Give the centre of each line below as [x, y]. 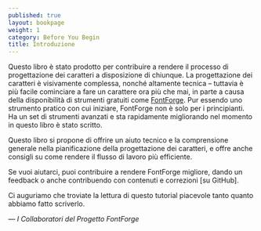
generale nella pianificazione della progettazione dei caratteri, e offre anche [130, 149]
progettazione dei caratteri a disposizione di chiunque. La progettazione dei [130, 75]
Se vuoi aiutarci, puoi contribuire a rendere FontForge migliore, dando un [125, 172]
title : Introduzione [42, 45]
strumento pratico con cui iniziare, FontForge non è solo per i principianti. [127, 108]
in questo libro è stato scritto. [55, 125]
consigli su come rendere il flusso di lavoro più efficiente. [100, 157]
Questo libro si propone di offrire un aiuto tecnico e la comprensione [118, 140]
